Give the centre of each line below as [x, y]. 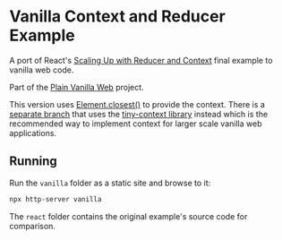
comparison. [33, 226]
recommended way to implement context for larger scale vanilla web [136, 124]
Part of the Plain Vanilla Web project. [77, 87]
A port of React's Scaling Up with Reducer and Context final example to [141, 60]
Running [34, 162]
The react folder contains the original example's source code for [128, 216]
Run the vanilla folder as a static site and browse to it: [110, 183]
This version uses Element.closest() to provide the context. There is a [137, 104]
